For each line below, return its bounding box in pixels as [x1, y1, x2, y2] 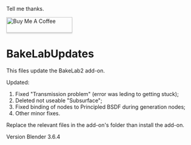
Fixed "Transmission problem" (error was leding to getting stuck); [15, 90, 179, 97]
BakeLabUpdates [6, 47, 95, 61]
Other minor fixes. [15, 109, 61, 117]
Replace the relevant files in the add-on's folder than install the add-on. [6, 121, 185, 129]
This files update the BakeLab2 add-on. [6, 66, 105, 74]
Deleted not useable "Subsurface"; [15, 97, 102, 104]
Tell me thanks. [6, 5, 44, 12]
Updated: [6, 79, 30, 86]
